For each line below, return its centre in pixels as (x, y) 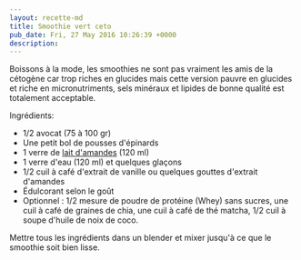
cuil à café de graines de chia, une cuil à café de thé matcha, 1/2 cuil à (154, 211)
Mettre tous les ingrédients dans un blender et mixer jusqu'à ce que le (140, 238)
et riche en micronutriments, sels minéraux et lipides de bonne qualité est (147, 88)
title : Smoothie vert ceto (60, 26)
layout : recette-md (46, 18)
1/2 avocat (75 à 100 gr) (67, 134)
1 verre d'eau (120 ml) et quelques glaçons (102, 162)
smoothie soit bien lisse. (55, 247)
